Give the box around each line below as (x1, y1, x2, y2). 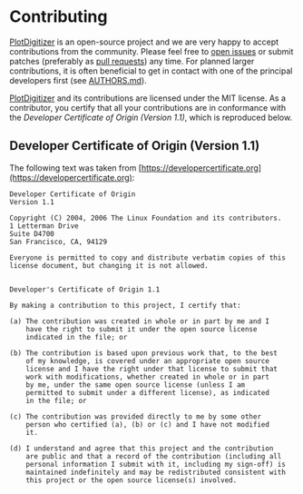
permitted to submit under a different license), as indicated (25, 388, 270, 397)
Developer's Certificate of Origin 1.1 (9, 284, 161, 294)
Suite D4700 (9, 229, 54, 238)
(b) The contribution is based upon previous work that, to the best (9, 348, 279, 358)
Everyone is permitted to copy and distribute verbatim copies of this (9, 252, 286, 262)
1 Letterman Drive (9, 221, 79, 231)
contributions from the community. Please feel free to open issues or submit (9, 45, 294, 56)
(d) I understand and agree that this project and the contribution (9, 443, 274, 453)
